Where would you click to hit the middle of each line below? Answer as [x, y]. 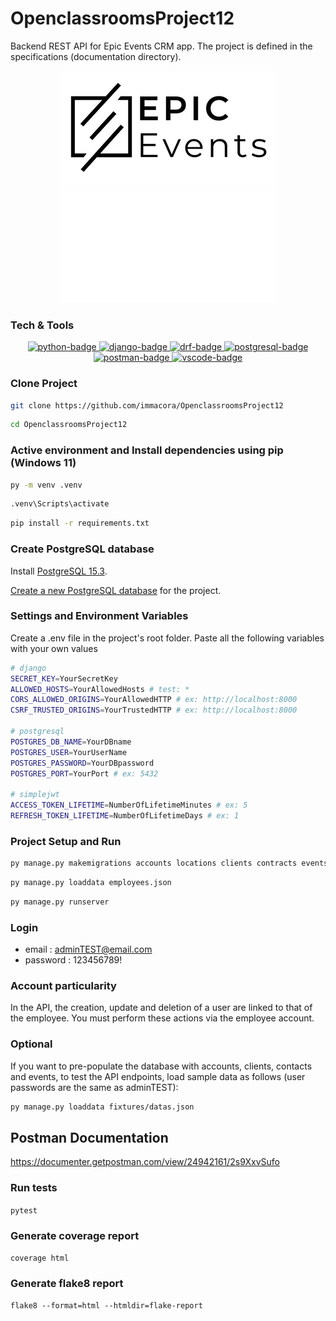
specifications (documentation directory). [96, 56]
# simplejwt [35, 795]
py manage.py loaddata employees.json [91, 883]
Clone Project [44, 384]
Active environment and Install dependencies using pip [147, 450]
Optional [31, 1044]
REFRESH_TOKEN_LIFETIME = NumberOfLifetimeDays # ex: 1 [125, 816]
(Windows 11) [43, 463]
